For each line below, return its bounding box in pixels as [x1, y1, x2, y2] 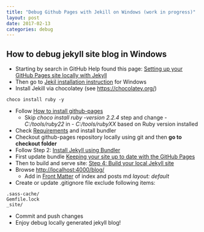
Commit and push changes [15, 212, 84, 220]
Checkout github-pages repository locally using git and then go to [15, 133, 182, 141]
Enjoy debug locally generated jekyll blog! [15, 219, 121, 226]
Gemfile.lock [6, 196, 40, 203]
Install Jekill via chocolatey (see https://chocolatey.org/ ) [15, 85, 157, 92]
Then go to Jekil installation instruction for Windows [15, 78, 147, 86]
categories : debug [6, 26, 53, 33]
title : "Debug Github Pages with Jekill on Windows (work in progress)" [6, 9, 196, 15]
